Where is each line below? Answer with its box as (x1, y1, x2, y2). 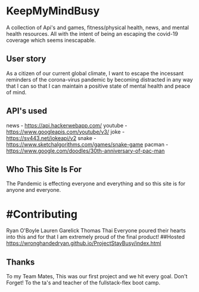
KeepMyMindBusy (6, 4, 100, 18)
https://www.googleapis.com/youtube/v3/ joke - (6, 128, 125, 135)
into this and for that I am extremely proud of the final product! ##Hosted (6, 234, 185, 241)
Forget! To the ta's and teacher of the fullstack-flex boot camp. (6, 279, 161, 287)
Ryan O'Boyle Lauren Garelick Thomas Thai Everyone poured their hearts (6, 227, 186, 234)
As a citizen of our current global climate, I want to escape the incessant (6, 70, 184, 77)
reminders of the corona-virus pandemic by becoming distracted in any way (6, 76, 193, 83)
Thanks (6, 257, 35, 267)
